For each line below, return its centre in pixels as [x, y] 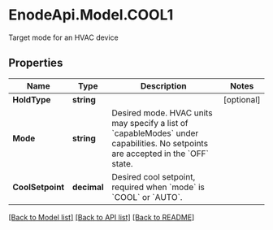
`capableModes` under [155, 133]
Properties [36, 63]
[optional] [242, 99]
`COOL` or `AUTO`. [147, 197]
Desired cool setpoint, [154, 176]
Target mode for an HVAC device [64, 37]
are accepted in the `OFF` [160, 154]
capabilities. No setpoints [160, 143]
